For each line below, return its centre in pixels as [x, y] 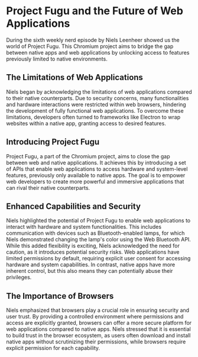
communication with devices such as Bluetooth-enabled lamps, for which [95, 233]
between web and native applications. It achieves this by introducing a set [96, 162]
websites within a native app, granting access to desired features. [86, 123]
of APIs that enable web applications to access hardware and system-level [97, 169]
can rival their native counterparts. [48, 187]
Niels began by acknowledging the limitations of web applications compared [99, 92]
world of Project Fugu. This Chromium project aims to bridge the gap [90, 46]
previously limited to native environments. [57, 59]
